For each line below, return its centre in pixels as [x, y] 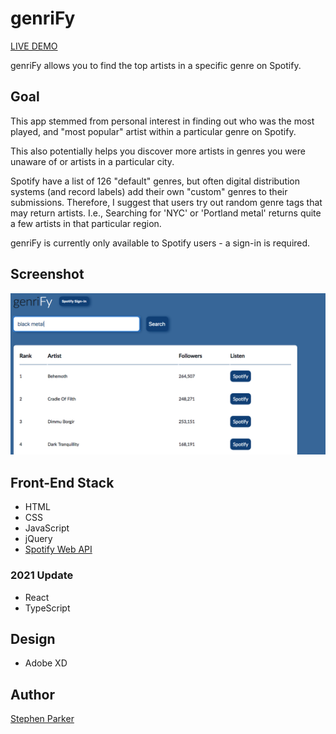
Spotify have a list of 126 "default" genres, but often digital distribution [155, 181]
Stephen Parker [42, 719]
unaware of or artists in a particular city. [92, 161]
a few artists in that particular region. [86, 223]
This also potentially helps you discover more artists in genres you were [158, 151]
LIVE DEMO [34, 46]
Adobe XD [46, 663]
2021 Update [42, 575]
